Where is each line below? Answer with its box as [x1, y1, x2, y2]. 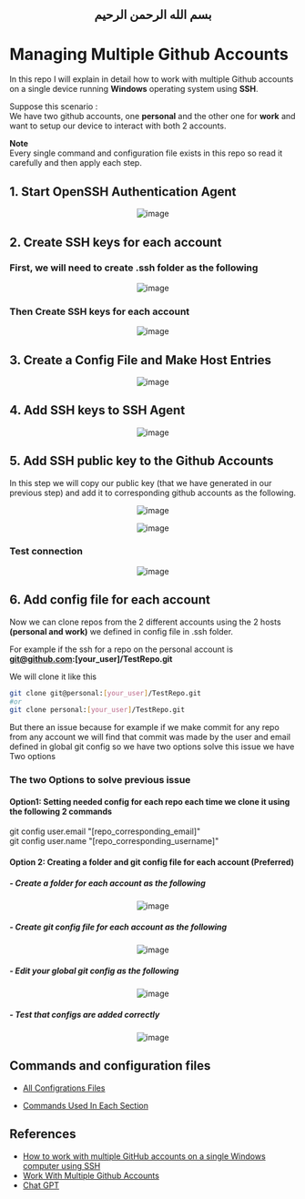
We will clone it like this [9, 671, 97, 682]
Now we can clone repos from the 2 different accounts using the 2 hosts [9, 616, 281, 627]
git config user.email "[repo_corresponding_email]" [9, 826, 201, 837]
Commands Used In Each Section [22, 1100, 148, 1111]
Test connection [9, 545, 84, 558]
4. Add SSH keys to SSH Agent [9, 402, 186, 418]
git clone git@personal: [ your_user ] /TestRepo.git [9, 688, 202, 697]
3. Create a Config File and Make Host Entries [9, 352, 271, 368]
